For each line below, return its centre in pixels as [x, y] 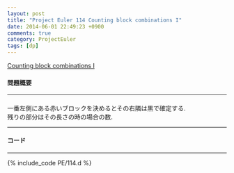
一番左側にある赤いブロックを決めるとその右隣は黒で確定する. [96, 108]
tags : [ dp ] [23, 46]
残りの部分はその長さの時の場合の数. [60, 117]
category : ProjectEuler [42, 40]
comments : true [29, 33]
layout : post [26, 14]
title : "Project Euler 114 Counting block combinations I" [95, 20]
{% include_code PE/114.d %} [49, 163]
